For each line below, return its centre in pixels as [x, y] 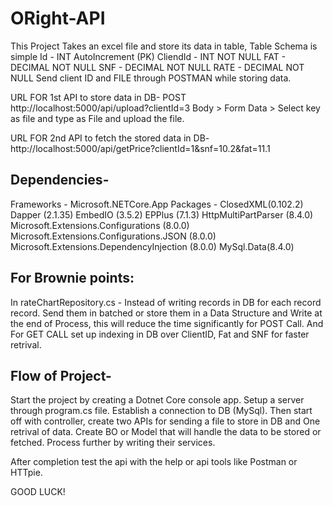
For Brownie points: [72, 278]
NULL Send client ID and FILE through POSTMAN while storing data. [151, 78]
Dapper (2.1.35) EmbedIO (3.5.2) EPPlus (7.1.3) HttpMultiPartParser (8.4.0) [162, 214]
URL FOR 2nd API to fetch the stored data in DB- [110, 138]
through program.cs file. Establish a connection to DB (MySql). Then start [161, 411]
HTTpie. [26, 473]
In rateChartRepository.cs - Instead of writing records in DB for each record [166, 302]
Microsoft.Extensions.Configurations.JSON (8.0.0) [113, 236]
